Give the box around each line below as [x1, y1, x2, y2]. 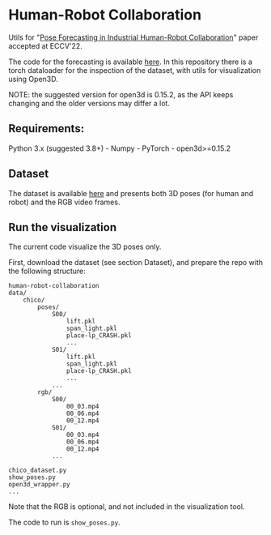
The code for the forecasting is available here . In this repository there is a [8, 57, 253, 66]
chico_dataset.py [8, 466, 67, 475]
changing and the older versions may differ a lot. [8, 98, 170, 108]
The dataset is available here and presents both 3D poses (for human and [8, 188, 254, 198]
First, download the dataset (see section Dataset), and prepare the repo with [8, 258, 264, 267]
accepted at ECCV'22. [8, 41, 83, 50]
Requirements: [8, 122, 85, 135]
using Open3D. [8, 74, 58, 83]
